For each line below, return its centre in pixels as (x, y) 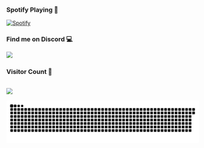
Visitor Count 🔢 (29, 72)
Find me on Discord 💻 (40, 39)
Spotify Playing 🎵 (32, 10)
